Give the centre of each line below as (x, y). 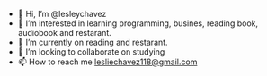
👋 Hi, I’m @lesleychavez (62, 14)
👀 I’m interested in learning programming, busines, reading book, (138, 23)
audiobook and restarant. (65, 33)
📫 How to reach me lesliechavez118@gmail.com (107, 62)
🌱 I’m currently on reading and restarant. (93, 42)
